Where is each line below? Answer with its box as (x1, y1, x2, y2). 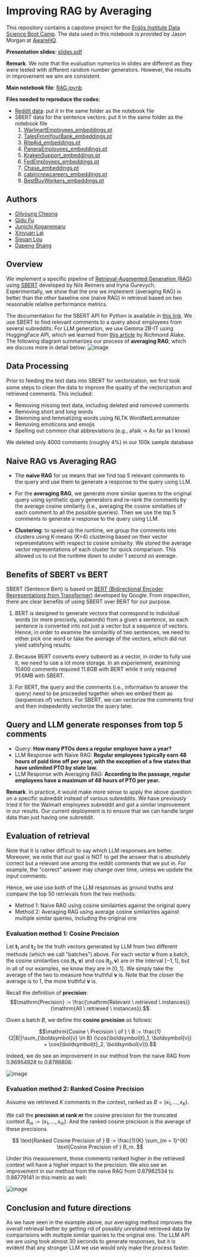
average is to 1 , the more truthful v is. (6, 978, 98, 985)
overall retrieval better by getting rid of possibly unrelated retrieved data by (6, 1225, 190, 1233)
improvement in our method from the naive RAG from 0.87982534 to (6, 1167, 174, 1175)
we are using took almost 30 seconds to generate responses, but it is (6, 1238, 176, 1245)
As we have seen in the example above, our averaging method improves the (6, 1219, 192, 1226)
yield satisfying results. (14, 641, 72, 649)
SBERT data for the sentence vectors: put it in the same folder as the (14, 113, 183, 121)
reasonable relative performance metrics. (6, 300, 108, 308)
